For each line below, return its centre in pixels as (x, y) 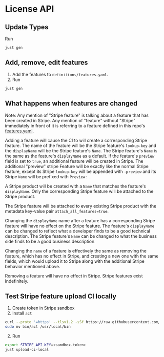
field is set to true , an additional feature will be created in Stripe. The (74, 161)
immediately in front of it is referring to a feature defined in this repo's (75, 126)
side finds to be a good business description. (51, 241)
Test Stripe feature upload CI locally (61, 296)
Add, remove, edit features (47, 63)
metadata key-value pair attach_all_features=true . (57, 211)
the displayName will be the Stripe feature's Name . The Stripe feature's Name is (81, 150)
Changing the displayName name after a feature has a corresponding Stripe (80, 220)
